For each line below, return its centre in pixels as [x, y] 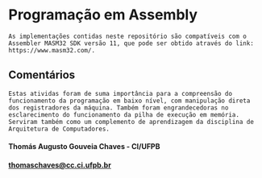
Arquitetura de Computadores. [59, 129]
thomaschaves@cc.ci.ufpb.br [60, 165]
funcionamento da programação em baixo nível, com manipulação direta [129, 101]
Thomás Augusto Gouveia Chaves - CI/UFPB [84, 147]
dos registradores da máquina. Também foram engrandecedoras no [119, 108]
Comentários [42, 75]
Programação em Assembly [103, 15]
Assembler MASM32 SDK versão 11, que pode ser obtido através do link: [131, 43]
